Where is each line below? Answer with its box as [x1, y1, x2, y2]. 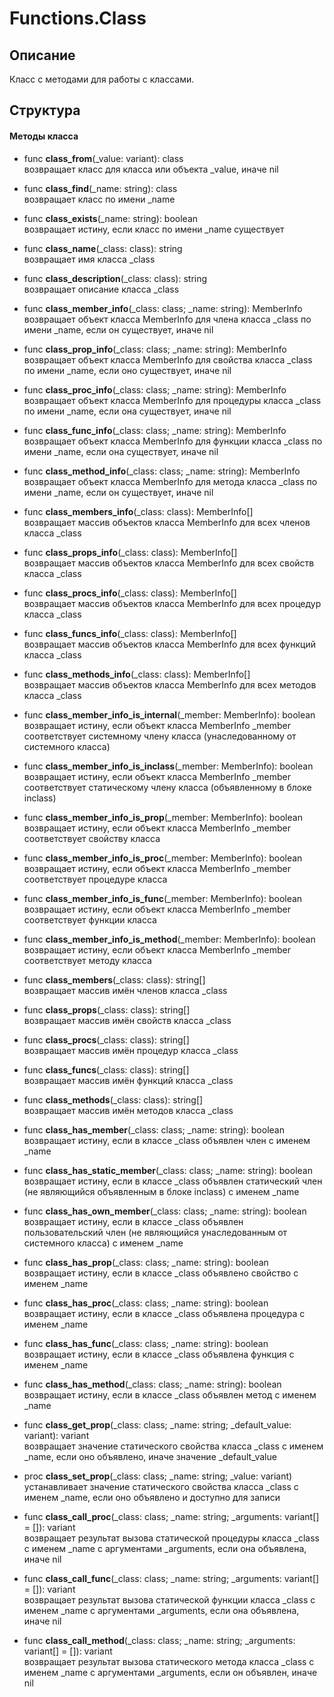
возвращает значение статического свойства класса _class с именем [23, 1440, 324, 1452]
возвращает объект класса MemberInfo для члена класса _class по [23, 313, 312, 325]
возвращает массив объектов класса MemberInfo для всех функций [23, 638, 316, 650]
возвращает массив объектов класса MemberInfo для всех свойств [23, 557, 315, 569]
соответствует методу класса [23, 954, 152, 966]
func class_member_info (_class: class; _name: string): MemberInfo [23, 302, 303, 314]
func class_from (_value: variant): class [23, 152, 184, 164]
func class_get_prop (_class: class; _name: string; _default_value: [23, 1418, 292, 1431]
